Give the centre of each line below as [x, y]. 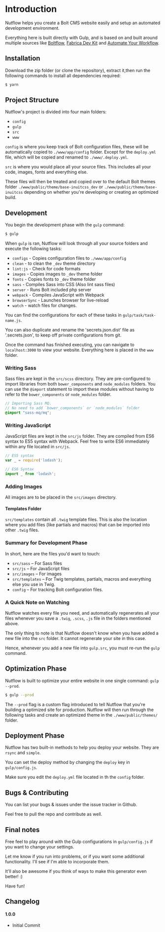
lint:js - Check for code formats [46, 269]
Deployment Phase [35, 736]
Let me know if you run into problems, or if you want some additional [75, 856]
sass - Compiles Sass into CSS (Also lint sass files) [64, 285]
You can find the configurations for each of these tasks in [64, 315]
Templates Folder [23, 508]
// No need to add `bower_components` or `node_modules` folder [72, 408]
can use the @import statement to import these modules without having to [80, 389]
